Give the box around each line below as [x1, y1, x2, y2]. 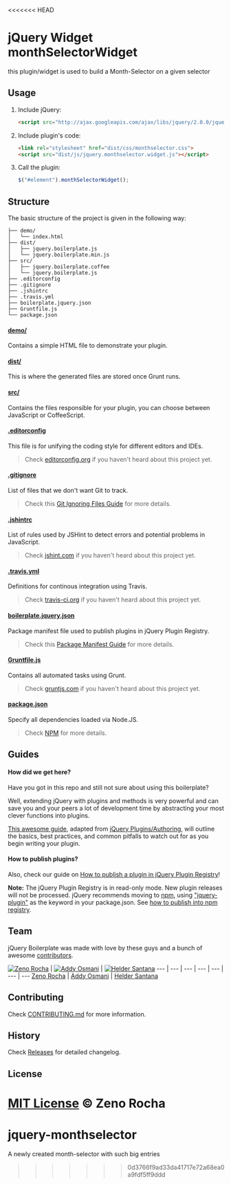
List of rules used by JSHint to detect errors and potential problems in [8, 531, 206, 539]
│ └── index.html [8, 233, 64, 240]
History [8, 1029, 41, 1041]
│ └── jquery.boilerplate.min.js [8, 251, 110, 259]
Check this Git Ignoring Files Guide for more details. [24, 500, 171, 508]
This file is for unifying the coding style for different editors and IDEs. [8, 442, 203, 450]
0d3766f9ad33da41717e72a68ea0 [127, 1163, 225, 1171]
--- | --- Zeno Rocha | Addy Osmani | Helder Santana [8, 972, 159, 980]
